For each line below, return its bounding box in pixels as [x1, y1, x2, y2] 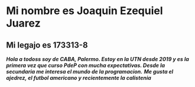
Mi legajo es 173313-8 [6, 40, 88, 50]
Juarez [6, 16, 41, 30]
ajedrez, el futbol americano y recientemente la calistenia [6, 75, 152, 81]
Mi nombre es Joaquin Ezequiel [6, 4, 164, 18]
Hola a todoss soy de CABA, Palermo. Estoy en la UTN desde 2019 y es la [6, 56, 189, 62]
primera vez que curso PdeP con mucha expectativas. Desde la [6, 62, 165, 69]
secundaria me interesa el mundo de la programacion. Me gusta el [6, 68, 174, 75]
